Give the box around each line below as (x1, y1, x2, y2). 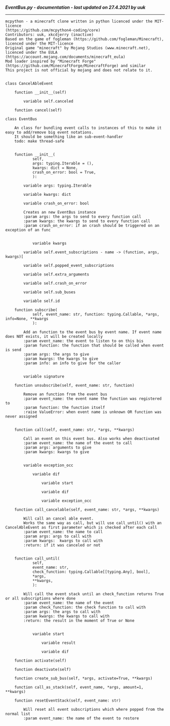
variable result (41, 640, 76, 645)
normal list (5, 711, 30, 716)
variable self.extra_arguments (23, 272, 90, 277)
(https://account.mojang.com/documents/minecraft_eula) (5, 54, 125, 59)
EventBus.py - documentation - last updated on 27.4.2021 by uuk (5, 5, 146, 10)
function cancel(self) (14, 108, 62, 113)
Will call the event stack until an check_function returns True (23, 592, 164, 597)
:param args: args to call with (23, 534, 92, 539)
